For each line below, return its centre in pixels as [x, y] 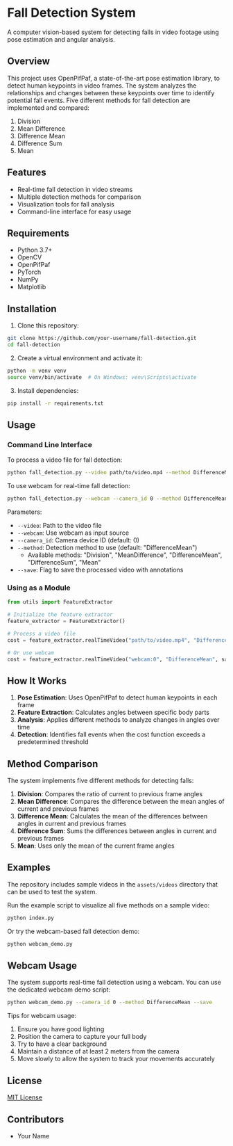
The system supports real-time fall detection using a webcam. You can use [114, 983]
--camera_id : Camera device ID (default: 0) [78, 540]
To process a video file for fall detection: [65, 460]
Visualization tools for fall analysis [66, 204]
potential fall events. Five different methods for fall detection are [99, 100]
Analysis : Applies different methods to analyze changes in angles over [118, 720]
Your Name [33, 1136]
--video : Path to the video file [59, 525]
